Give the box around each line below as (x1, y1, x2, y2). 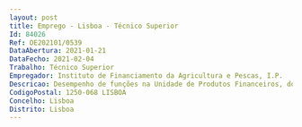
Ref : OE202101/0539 (9, 38, 83, 47)
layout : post (9, 13, 58, 22)
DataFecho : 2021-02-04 (9, 55, 94, 63)
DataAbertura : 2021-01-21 (9, 47, 106, 55)
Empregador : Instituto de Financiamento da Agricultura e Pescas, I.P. (9, 72, 283, 80)
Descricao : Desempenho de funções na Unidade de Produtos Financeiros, (9, 80, 283, 89)
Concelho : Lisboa (9, 96, 75, 106)
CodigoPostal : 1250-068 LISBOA (9, 88, 127, 97)
